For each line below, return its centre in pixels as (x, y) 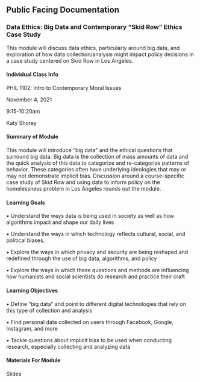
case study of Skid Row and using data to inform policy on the (83, 182)
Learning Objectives (32, 290)
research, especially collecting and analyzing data (68, 346)
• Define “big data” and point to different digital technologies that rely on (96, 304)
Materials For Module (33, 360)
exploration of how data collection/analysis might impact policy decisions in (100, 54)
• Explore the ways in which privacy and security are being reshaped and (97, 252)
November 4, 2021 (29, 100)
